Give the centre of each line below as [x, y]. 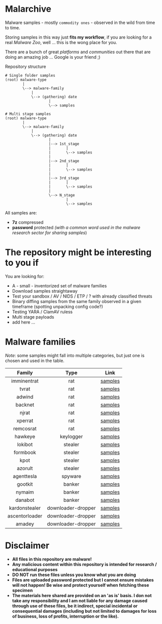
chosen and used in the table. [35, 361]
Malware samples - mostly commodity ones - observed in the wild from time [80, 22]
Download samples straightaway [45, 291]
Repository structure [26, 66]
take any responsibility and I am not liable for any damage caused [80, 601]
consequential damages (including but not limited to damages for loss [84, 611]
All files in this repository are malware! [52, 559]
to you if [22, 263]
